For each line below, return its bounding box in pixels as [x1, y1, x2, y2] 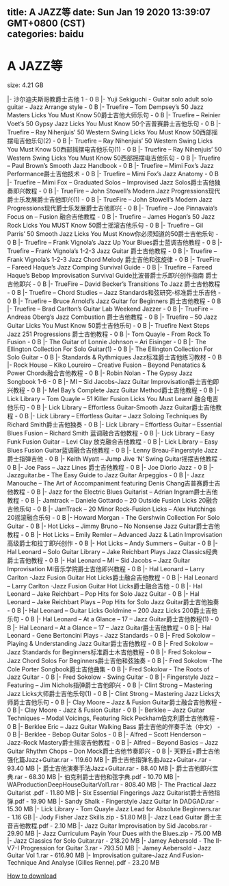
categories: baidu [7, 28, 84, 40]
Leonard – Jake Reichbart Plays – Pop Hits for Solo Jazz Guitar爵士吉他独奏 [7, 598, 219, 606]
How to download [7, 872, 57, 880]
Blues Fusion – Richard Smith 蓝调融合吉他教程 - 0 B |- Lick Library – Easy [7, 429, 215, 438]
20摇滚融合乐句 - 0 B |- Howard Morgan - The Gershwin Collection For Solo [7, 514, 220, 522]
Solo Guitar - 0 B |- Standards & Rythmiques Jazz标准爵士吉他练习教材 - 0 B [7, 353, 222, 361]
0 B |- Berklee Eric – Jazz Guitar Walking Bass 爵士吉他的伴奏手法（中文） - [7, 723, 221, 731]
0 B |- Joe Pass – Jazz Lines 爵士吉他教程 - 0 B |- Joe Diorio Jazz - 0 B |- [7, 464, 214, 472]
